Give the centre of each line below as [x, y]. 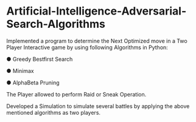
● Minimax [20, 70]
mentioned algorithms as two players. [54, 112]
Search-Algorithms [56, 24]
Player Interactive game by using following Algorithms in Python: [87, 47]
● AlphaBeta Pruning [33, 83]
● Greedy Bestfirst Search [40, 59]
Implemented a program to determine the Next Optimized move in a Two [97, 41]
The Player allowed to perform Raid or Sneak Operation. [76, 94]
